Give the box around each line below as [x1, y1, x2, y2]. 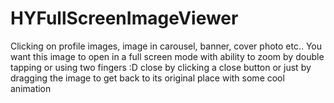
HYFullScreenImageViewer [10, 7, 239, 30]
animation [10, 82, 52, 94]
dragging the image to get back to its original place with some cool [10, 72, 285, 84]
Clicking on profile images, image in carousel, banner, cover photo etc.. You [10, 40, 323, 52]
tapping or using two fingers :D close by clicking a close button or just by [10, 61, 312, 73]
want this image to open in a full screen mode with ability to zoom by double [10, 50, 325, 62]
